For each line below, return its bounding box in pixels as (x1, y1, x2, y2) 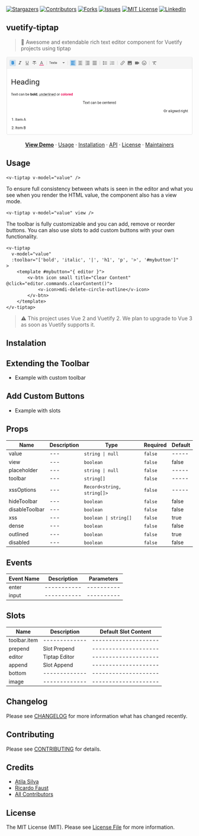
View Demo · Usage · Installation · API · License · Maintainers (25, 141, 174, 148)
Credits (6, 763, 34, 773)
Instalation (6, 338, 46, 348)
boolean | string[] (84, 515, 132, 521)
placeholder (8, 466, 38, 473)
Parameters (88, 575, 118, 582)
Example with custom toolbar (14, 374, 86, 381)
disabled (8, 539, 30, 546)
